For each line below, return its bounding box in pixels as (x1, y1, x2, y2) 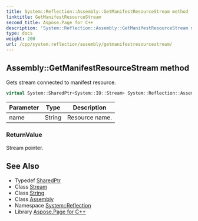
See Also (6, 161, 39, 171)
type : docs (6, 31, 33, 36)
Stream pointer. (6, 144, 44, 151)
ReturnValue (6, 130, 42, 139)
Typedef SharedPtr (14, 177, 61, 184)
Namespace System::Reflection (14, 202, 91, 209)
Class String (14, 189, 45, 196)
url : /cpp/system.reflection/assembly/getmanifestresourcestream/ (6, 42, 173, 48)
